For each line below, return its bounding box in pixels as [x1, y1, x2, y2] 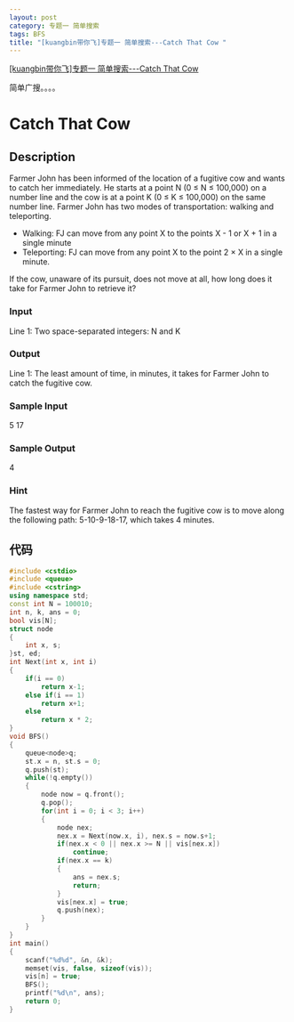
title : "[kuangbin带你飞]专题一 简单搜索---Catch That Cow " [9, 37, 226, 47]
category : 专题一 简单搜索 [9, 21, 100, 30]
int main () [9, 938, 50, 948]
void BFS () [9, 732, 50, 742]
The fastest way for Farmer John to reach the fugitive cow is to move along [9, 505, 285, 515]
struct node [9, 624, 53, 633]
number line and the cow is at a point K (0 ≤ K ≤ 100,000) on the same [9, 192, 266, 203]
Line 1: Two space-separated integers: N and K [9, 326, 181, 337]
